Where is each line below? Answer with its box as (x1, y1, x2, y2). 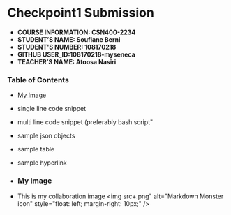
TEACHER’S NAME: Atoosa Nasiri (17, 57, 117, 66)
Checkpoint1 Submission (7, 5, 155, 21)
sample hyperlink (17, 158, 68, 167)
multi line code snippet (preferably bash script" (17, 118, 154, 126)
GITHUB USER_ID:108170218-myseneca (17, 50, 136, 59)
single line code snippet (17, 105, 87, 113)
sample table (17, 145, 55, 154)
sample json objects (17, 131, 75, 140)
